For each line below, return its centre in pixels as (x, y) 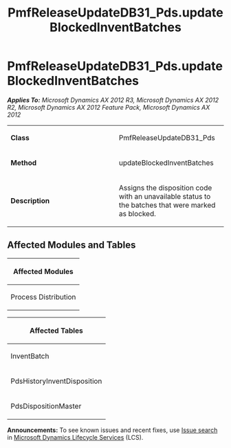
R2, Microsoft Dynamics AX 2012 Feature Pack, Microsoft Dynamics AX (109, 107)
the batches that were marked (167, 205)
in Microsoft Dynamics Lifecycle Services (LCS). (75, 437)
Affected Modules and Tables (71, 245)
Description (30, 200)
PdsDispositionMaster (46, 406)
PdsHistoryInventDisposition (56, 381)
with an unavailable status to (165, 196)
